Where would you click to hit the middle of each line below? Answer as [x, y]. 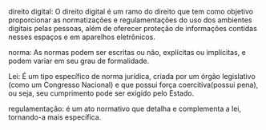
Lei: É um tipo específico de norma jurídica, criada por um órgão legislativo [132, 76]
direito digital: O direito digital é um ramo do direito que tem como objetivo [131, 12]
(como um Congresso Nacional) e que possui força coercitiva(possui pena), [133, 85]
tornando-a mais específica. [55, 117]
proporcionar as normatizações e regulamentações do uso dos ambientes [130, 20]
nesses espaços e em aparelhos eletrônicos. [82, 37]
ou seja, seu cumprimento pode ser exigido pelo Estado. [101, 93]
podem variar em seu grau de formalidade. [79, 61]
